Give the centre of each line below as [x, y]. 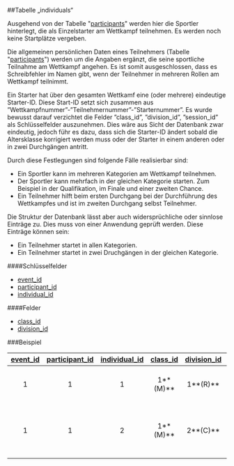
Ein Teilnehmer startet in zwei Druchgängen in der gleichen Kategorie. [118, 253]
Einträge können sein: [38, 232]
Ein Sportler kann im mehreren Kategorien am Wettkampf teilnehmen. [117, 174]
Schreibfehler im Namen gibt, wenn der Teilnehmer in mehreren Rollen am [113, 74]
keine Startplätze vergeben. [47, 38]
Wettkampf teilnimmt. [38, 81]
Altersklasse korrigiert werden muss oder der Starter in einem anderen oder [116, 139]
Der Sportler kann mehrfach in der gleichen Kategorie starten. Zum [114, 181]
